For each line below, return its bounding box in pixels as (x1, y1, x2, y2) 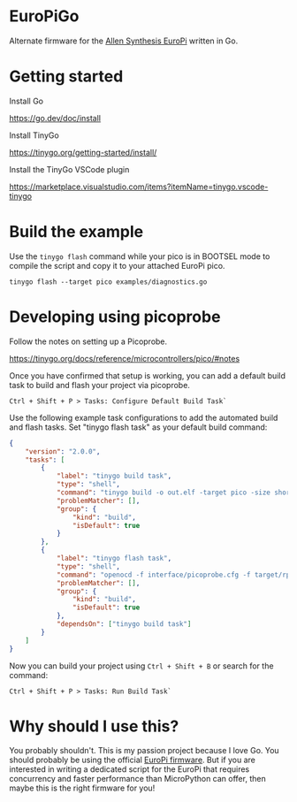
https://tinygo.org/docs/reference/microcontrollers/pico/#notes (9, 353, 240, 363)
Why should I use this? (9, 716, 179, 736)
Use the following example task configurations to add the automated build (9, 412, 278, 423)
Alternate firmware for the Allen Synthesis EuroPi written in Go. (9, 35, 239, 46)
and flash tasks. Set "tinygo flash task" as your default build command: (9, 422, 268, 432)
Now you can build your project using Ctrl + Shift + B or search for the (9, 661, 274, 671)
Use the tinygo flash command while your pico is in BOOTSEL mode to (9, 250, 270, 262)
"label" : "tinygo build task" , (56, 471, 172, 481)
